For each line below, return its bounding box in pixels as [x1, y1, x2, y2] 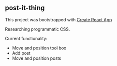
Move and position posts [12, 55, 61, 61]
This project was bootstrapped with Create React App [5, 16, 112, 22]
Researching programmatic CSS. [5, 26, 70, 32]
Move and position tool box [12, 45, 67, 50]
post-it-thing [5, 4, 45, 12]
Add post [12, 50, 30, 56]
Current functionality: [5, 35, 47, 41]
